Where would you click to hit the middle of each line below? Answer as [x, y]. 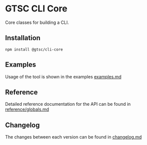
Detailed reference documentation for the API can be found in [68, 104]
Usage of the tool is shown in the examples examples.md [63, 76]
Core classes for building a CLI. [37, 22]
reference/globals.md [27, 109]
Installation [23, 38]
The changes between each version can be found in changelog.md [73, 137]
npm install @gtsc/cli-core [34, 49]
